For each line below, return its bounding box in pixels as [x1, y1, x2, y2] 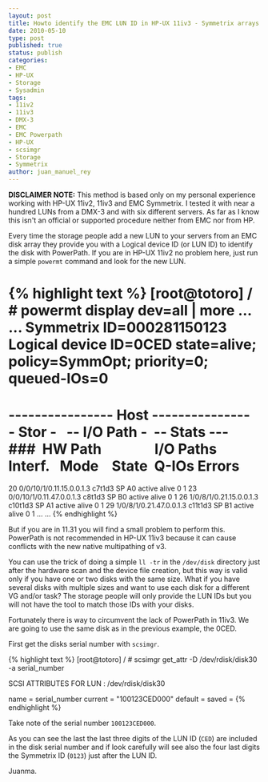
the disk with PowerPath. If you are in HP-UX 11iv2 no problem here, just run [8, 248, 258, 257]
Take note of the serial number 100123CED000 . [8, 718, 157, 728]
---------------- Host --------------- [8, 406, 250, 424]
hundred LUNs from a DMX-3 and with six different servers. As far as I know [8, 207, 260, 216]
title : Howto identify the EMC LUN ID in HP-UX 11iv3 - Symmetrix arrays [8, 19, 260, 27]
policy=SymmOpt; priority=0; [8, 353, 209, 371]
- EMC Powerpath [8, 130, 62, 138]
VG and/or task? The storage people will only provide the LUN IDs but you [8, 592, 252, 601]
